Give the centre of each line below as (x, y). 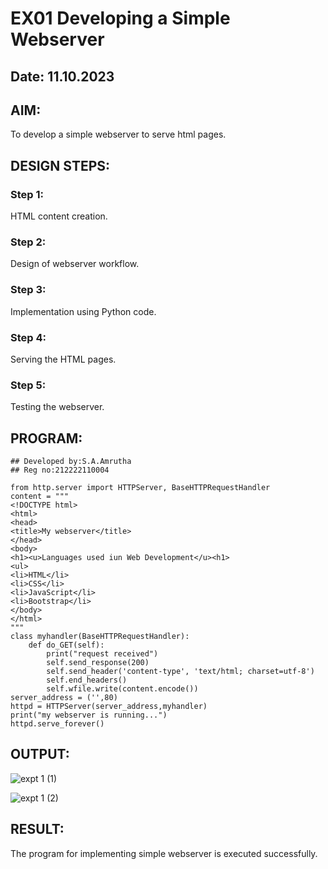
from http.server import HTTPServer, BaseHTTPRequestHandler (140, 488)
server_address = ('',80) (64, 698)
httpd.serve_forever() (57, 724)
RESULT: (37, 829)
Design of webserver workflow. (75, 264)
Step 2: (28, 242)
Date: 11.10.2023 (62, 76)
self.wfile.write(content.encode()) (122, 689)
